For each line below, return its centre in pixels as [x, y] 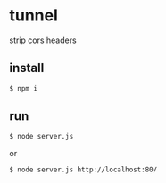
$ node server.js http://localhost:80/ [83, 170]
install [27, 68]
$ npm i [24, 88]
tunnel [33, 16]
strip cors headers [43, 40]
